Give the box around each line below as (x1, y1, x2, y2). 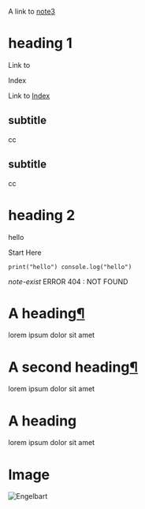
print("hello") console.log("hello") (8, 263, 132, 271)
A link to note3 (8, 7, 55, 16)
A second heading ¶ (8, 358, 139, 376)
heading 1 (8, 35, 72, 52)
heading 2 (8, 206, 76, 224)
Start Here (8, 248, 42, 257)
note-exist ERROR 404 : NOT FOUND (8, 276, 128, 286)
